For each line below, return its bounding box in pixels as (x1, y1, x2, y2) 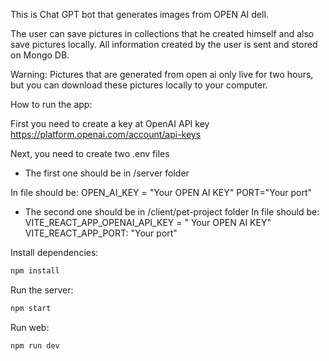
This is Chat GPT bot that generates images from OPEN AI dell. (10, 9, 269, 20)
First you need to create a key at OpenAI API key (10, 118, 210, 129)
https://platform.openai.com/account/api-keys (10, 129, 202, 140)
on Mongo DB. (10, 49, 70, 61)
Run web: (10, 321, 50, 333)
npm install (10, 266, 60, 276)
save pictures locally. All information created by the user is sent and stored (10, 39, 318, 50)
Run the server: (10, 284, 74, 296)
